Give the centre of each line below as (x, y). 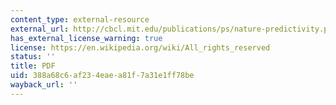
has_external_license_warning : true (86, 38)
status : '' (33, 57)
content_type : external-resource (80, 19)
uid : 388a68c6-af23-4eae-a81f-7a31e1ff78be (102, 76)
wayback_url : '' (44, 85)
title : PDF (33, 66)
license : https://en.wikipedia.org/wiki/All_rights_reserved (140, 47)
